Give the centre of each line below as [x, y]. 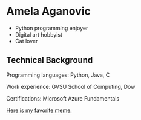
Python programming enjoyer [51, 28]
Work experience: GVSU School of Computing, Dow [71, 86]
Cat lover [26, 41]
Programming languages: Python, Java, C [58, 75]
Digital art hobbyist [38, 34]
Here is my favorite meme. [39, 110]
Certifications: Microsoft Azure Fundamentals [63, 98]
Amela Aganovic [48, 11]
